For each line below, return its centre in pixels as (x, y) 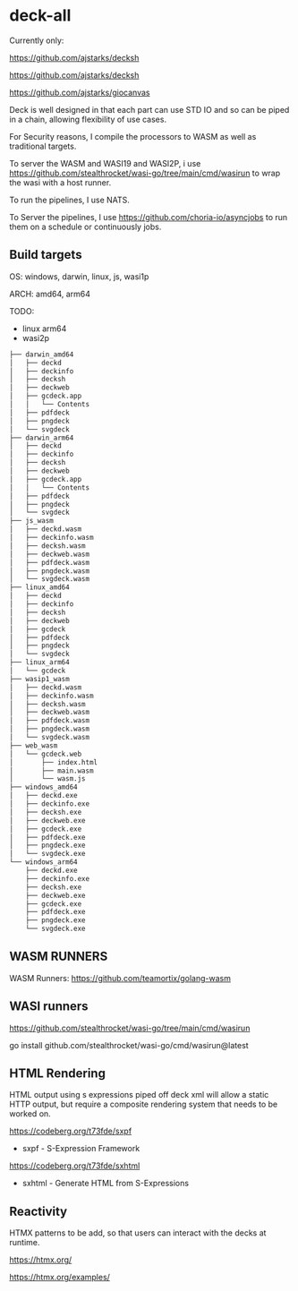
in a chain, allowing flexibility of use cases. (88, 119)
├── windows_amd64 (43, 787)
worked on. (30, 1114)
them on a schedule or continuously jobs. (85, 227)
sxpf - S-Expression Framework (81, 1149)
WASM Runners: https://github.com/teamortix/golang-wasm (120, 978)
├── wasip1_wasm (39, 679)
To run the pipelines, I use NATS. (69, 200)
